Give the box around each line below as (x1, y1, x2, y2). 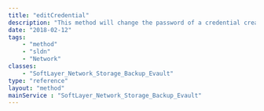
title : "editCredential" (8, 11, 90, 20)
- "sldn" (22, 48, 51, 55)
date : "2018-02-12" (8, 26, 72, 34)
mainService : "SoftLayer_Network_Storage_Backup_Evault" (8, 91, 202, 99)
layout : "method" (8, 84, 65, 92)
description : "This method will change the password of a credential (8, 19, 241, 27)
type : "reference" (8, 77, 68, 84)
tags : (8, 33, 26, 41)
